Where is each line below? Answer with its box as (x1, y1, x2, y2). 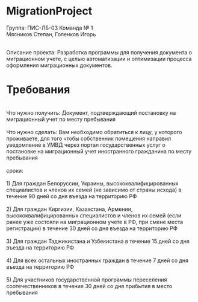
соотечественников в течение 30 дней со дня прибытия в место (6, 282, 173, 289)
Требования (6, 83, 70, 97)
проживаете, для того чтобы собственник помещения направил (6, 135, 172, 142)
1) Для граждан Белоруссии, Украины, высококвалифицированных (6, 179, 179, 187)
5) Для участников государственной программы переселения (6, 276, 167, 283)
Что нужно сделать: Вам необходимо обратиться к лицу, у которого (6, 128, 182, 135)
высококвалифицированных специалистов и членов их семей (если (6, 211, 182, 219)
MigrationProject (6, 4, 93, 18)
